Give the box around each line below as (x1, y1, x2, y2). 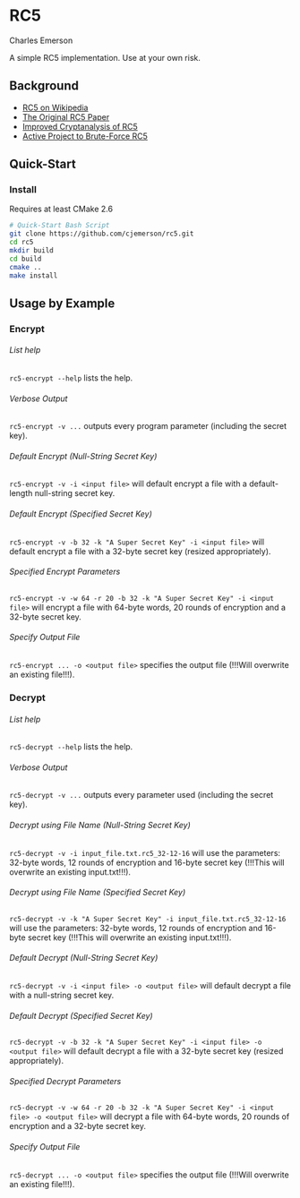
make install (9, 270, 58, 280)
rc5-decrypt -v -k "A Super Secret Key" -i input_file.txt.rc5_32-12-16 (9, 914, 287, 923)
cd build (9, 254, 42, 263)
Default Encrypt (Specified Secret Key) (9, 509, 152, 519)
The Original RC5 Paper (21, 111, 110, 122)
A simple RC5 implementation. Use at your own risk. (9, 52, 201, 63)
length (9, 488, 33, 499)
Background (9, 78, 79, 94)
